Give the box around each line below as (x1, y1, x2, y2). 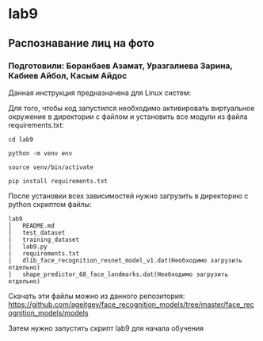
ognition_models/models (8, 308, 89, 317)
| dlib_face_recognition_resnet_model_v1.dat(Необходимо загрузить (8, 256, 243, 264)
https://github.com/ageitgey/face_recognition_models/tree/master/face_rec (8, 299, 255, 309)
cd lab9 (8, 136, 34, 144)
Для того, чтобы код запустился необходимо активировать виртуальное (8, 103, 255, 113)
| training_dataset (8, 236, 80, 243)
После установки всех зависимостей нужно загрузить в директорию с (8, 191, 249, 201)
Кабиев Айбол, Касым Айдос (8, 70, 128, 81)
